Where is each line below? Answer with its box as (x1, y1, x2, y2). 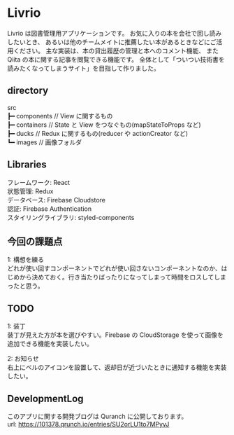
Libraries (7, 159, 47, 171)
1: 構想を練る (7, 256, 44, 264)
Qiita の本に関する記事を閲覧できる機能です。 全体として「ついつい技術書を (7, 55, 225, 64)
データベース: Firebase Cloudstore (7, 195, 106, 204)
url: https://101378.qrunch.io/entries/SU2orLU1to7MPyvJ (7, 420, 170, 428)
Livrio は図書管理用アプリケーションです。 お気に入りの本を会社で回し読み (7, 29, 222, 37)
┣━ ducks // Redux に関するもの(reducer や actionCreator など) (7, 129, 189, 137)
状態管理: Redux (7, 187, 54, 195)
